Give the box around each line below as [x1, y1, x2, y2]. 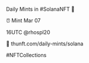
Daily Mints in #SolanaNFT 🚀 [6, 6, 75, 12]
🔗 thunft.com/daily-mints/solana [6, 40, 84, 47]
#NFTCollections [6, 52, 47, 58]
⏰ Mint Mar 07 [6, 17, 41, 24]
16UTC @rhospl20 [6, 29, 50, 35]
